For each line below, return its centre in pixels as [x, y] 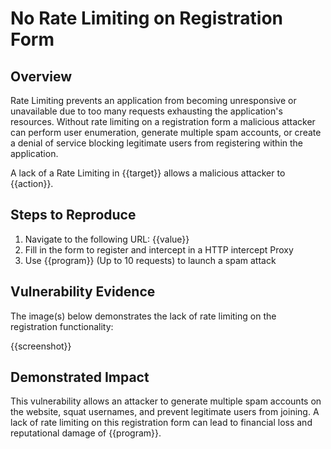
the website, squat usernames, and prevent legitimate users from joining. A [165, 412]
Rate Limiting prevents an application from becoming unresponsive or [153, 100]
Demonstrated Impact [80, 377]
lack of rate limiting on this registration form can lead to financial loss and [161, 423]
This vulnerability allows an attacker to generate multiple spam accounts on [166, 401]
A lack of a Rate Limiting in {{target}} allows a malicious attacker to [148, 173]
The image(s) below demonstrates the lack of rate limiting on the [143, 316]
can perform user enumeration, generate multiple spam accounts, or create [166, 132]
